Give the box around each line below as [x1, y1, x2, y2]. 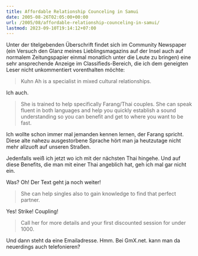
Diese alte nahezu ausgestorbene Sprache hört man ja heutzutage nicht [6, 137, 181, 145]
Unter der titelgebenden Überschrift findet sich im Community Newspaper [6, 41, 187, 48]
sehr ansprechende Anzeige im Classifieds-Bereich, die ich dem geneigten [6, 60, 189, 67]
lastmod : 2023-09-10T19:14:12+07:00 [6, 25, 96, 31]
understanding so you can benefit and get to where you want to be [20, 113, 184, 120]
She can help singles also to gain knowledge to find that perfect [20, 190, 176, 198]
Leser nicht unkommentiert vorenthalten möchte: [6, 66, 125, 74]
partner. [20, 196, 40, 204]
